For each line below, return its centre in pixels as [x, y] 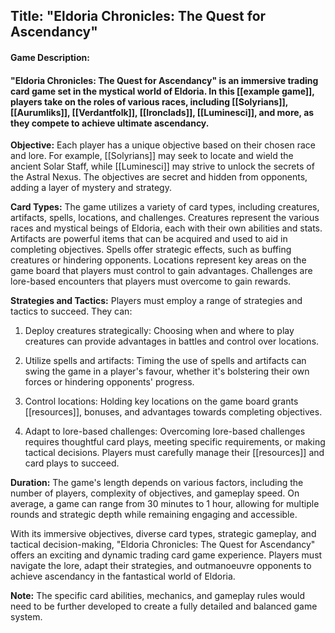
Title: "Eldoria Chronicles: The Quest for [138, 16]
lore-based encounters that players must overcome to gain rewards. [151, 281]
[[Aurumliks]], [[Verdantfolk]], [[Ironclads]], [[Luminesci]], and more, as [162, 112]
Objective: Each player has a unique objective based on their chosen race [163, 145]
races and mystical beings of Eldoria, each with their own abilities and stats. [166, 228]
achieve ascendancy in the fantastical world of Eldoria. [123, 576]
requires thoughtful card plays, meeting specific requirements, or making [175, 442]
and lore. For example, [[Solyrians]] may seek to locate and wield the [152, 156]
